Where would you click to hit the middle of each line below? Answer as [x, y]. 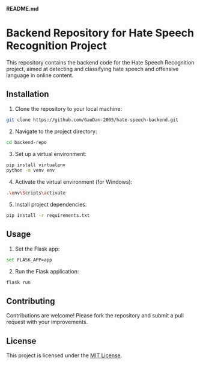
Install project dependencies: [51, 205]
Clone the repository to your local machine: [68, 108]
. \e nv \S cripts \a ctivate [36, 193]
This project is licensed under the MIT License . [64, 355]
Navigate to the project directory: [56, 131]
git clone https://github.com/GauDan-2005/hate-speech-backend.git [92, 120]
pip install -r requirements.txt [48, 216]
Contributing [31, 301]
